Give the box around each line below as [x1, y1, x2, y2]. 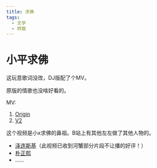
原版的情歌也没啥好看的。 [6, 87, 70, 94]
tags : [6, 14, 20, 20]
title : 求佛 [6, 8, 34, 15]
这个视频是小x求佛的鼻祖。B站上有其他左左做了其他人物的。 [6, 130, 155, 137]
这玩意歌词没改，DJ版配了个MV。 [6, 74, 90, 82]
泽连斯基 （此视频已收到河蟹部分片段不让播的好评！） [14, 142, 147, 149]
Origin [14, 110, 31, 118]
